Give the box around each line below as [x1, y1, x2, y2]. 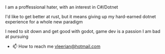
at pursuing [5, 34, 29, 39]
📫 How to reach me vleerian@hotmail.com [12, 44, 101, 49]
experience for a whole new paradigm [5, 19, 83, 25]
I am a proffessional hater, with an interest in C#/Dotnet [5, 4, 118, 10]
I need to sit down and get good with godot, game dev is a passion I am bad [5, 28, 161, 34]
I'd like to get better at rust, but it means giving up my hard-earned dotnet [5, 14, 156, 19]
